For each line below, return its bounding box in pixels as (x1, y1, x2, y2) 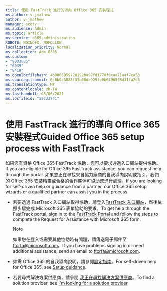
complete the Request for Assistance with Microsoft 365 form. (12, 216, 141, 222)
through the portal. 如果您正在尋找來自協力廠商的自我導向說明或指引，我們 (5, 172, 159, 178)
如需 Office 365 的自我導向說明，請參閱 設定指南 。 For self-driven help (12, 259, 157, 265)
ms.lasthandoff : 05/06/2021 (5, 91, 64, 96)
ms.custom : (5, 54, 28, 59)
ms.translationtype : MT (5, 82, 55, 87)
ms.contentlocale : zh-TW (5, 86, 57, 92)
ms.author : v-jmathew (5, 12, 51, 17)
